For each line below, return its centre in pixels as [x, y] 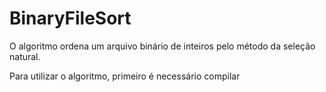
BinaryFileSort [70, 18]
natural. [25, 56]
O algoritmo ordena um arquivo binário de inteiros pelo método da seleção [162, 46]
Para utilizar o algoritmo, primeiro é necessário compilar [125, 76]
